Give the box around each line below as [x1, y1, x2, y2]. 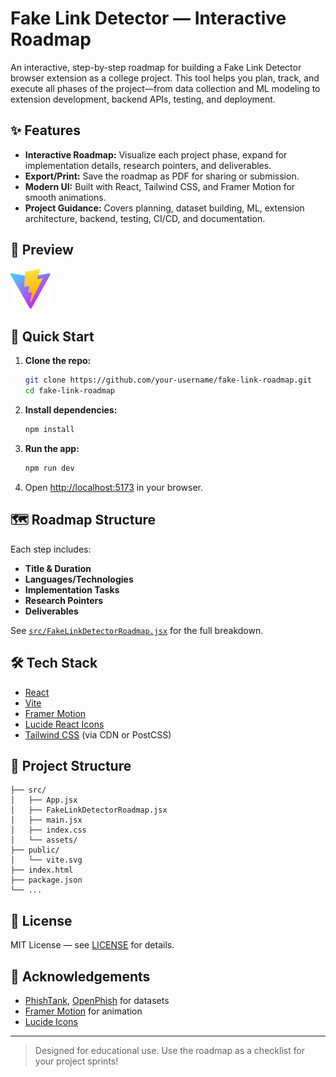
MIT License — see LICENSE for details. [10, 939, 175, 951]
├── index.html [10, 865, 74, 876]
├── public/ [10, 845, 60, 856]
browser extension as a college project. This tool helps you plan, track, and [10, 72, 320, 84]
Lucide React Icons [24, 718, 105, 730]
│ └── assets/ [10, 835, 78, 846]
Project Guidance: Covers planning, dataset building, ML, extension [24, 202, 305, 214]
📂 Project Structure [10, 757, 132, 774]
